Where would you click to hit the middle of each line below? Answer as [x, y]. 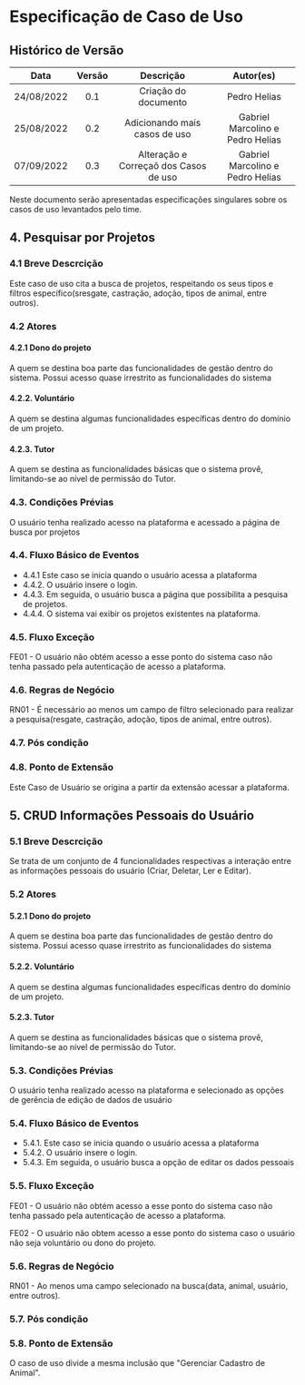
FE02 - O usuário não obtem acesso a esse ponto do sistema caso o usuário [152, 1233]
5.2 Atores [33, 894]
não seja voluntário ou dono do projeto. [83, 1243]
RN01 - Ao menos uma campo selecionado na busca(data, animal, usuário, [149, 1286]
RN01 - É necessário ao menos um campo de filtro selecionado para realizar [152, 710]
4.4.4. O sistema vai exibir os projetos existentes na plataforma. [141, 614]
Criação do [162, 91]
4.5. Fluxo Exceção [52, 637]
